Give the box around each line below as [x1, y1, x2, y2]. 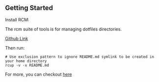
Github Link [5, 35, 28, 41]
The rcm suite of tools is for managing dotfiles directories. [5, 26, 122, 32]
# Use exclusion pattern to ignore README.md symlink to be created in [5, 54, 154, 59]
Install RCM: [5, 16, 29, 22]
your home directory [5, 58, 47, 64]
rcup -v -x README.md [5, 63, 49, 67]
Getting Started [5, 4, 53, 12]
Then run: [5, 45, 25, 50]
